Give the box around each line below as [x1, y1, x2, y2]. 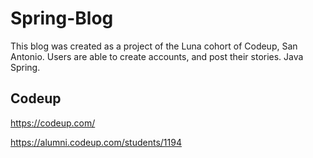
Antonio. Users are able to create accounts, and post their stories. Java [10, 50, 304, 62]
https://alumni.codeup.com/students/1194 [10, 136, 182, 148]
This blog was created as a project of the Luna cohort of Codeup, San [10, 40, 298, 52]
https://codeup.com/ [10, 117, 96, 129]
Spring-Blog [10, 7, 114, 30]
